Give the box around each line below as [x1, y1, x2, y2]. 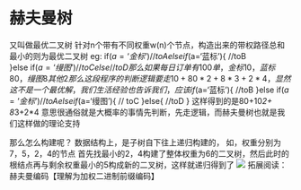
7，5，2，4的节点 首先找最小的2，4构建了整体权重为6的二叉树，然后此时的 [9, 148, 290, 159]
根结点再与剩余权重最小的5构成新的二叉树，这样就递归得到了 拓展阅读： [9, 159, 288, 170]
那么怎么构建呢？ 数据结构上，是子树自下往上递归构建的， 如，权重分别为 [9, 136, 281, 148]
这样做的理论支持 [16, 117, 81, 128]
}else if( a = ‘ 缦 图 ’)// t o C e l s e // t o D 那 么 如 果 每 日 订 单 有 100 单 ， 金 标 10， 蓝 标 [9, 62, 276, 73]
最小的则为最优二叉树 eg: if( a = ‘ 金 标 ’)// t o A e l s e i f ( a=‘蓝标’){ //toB [9, 50, 247, 61]
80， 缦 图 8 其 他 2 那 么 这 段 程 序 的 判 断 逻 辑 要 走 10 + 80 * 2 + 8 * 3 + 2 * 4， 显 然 [9, 73, 292, 83]
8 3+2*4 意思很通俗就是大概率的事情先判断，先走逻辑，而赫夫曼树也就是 [9, 107, 278, 117]
